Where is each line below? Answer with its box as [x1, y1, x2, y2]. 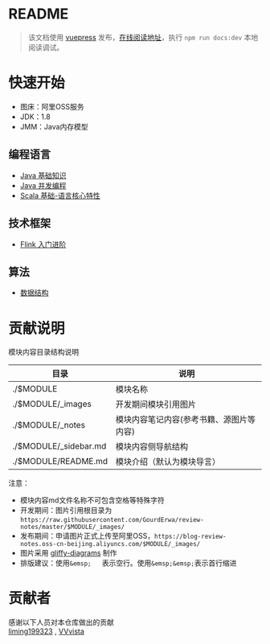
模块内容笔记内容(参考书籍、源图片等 [115, 414, 256, 425]
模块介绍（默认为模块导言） [115, 456, 221, 467]
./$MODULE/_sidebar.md [12, 441, 107, 452]
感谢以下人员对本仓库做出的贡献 [8, 617, 114, 627]
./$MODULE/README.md [12, 456, 108, 467]
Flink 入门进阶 [19, 239, 67, 249]
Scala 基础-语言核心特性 [19, 191, 100, 200]
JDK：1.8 [19, 112, 51, 121]
